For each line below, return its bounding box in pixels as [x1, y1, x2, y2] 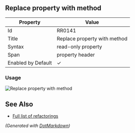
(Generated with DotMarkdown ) [5, 123, 70, 129]
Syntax [7, 43, 24, 50]
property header [57, 51, 95, 58]
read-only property [57, 43, 103, 50]
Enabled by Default [7, 59, 52, 66]
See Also [5, 100, 33, 108]
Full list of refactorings [12, 113, 59, 119]
